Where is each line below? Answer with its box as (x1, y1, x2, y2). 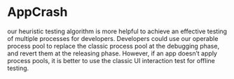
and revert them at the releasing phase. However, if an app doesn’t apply (7, 49, 217, 58)
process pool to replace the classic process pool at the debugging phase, (7, 42, 219, 50)
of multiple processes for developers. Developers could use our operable (7, 34, 219, 42)
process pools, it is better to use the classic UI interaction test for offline (7, 56, 216, 64)
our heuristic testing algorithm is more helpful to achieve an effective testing (7, 27, 228, 35)
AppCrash (7, 4, 68, 20)
